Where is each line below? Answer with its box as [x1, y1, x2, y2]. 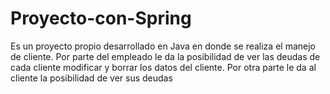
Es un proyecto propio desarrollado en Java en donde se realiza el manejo [10, 40, 316, 52]
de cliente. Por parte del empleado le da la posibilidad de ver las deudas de [10, 50, 321, 62]
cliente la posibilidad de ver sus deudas [10, 72, 173, 84]
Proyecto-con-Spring [10, 7, 192, 30]
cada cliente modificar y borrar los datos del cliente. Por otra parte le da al [10, 61, 317, 73]
